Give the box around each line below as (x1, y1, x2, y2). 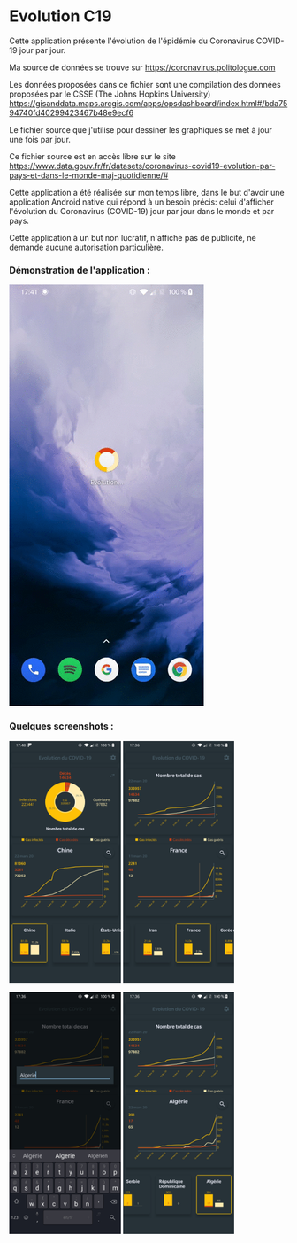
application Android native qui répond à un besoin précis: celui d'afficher (9, 197, 274, 207)
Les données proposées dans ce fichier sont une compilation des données (9, 79, 281, 89)
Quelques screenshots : (9, 720, 114, 732)
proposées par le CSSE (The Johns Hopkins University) (9, 89, 211, 99)
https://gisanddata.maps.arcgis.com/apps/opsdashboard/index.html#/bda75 (9, 97, 288, 108)
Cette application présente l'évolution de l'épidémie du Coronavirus (9, 35, 255, 46)
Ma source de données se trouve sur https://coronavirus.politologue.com (9, 62, 276, 73)
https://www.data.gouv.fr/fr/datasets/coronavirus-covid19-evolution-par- (9, 160, 276, 171)
